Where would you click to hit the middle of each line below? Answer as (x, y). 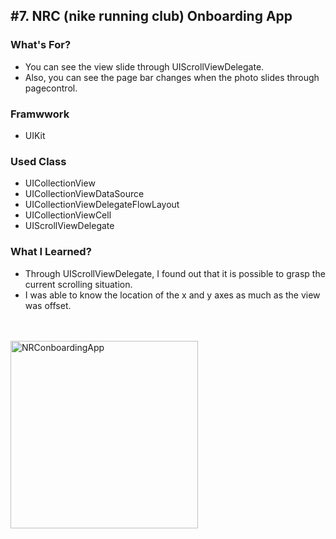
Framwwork (40, 114)
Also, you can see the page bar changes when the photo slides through (172, 77)
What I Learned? (51, 252)
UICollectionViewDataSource (84, 194)
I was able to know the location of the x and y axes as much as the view (172, 295)
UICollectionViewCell (68, 215)
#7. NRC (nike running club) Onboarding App (151, 16)
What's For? (41, 45)
